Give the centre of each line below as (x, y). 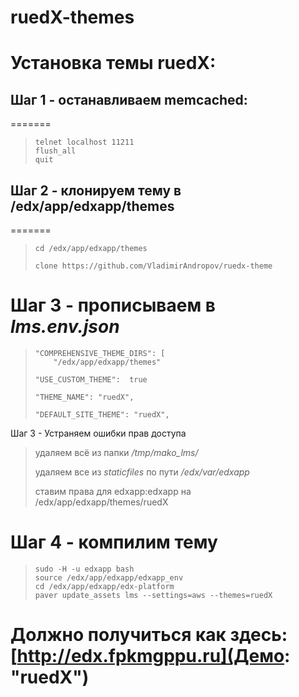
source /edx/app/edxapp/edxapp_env (109, 577)
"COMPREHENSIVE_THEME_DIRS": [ (100, 353)
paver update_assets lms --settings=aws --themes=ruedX (153, 595)
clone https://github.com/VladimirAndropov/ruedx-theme (153, 266)
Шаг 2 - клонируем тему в (96, 190)
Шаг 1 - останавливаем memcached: (129, 99)
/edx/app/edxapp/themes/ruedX (101, 502)
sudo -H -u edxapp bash (84, 569)
